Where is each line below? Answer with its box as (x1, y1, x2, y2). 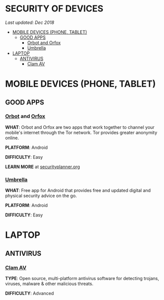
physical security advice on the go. (5, 193, 77, 199)
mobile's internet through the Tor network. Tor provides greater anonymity (5, 129, 158, 135)
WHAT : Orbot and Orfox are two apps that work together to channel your (5, 124, 155, 130)
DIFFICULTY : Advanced (5, 290, 54, 296)
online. (5, 135, 19, 141)
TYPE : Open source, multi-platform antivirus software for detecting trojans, (5, 275, 160, 281)
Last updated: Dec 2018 (5, 19, 55, 25)
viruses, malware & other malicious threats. (5, 281, 93, 287)
